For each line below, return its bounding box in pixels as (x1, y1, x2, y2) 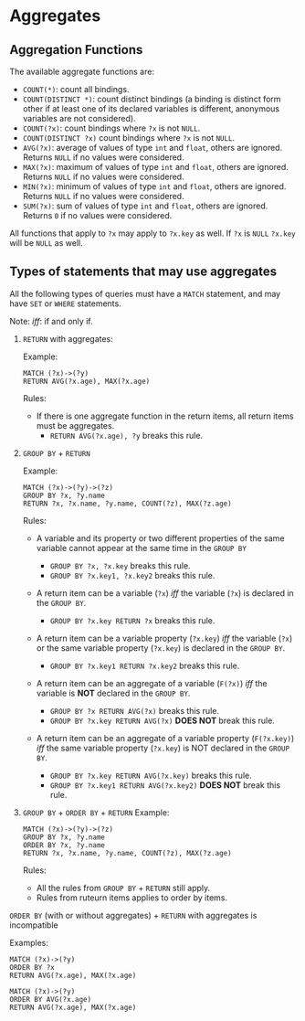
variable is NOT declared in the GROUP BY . (36, 687, 191, 698)
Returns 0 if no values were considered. (22, 210, 173, 220)
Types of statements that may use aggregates (9, 264, 277, 280)
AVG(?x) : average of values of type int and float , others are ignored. (22, 143, 283, 153)
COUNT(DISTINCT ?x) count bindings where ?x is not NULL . (22, 133, 236, 143)
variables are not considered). (22, 113, 136, 123)
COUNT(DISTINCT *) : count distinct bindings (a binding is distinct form (22, 93, 281, 104)
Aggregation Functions (9, 42, 143, 58)
